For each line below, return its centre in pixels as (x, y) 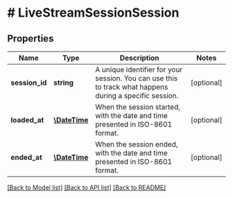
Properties (31, 39)
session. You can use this (137, 78)
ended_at (27, 157)
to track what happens (132, 87)
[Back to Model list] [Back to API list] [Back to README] (87, 188)
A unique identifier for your (139, 69)
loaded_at (27, 120)
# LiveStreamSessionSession (93, 13)
